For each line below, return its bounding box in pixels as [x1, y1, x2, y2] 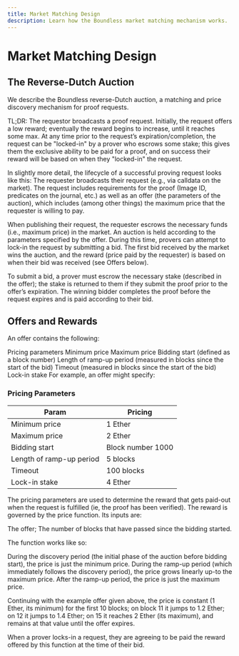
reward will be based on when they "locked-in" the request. [7, 154, 183, 163]
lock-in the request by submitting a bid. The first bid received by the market [7, 243, 230, 251]
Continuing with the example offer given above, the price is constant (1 [7, 596, 215, 605]
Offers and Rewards [7, 315, 98, 327]
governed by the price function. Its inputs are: [7, 510, 142, 519]
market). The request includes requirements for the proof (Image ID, [7, 183, 207, 192]
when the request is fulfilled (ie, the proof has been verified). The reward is [7, 503, 228, 511]
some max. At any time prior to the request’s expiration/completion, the [7, 131, 216, 140]
